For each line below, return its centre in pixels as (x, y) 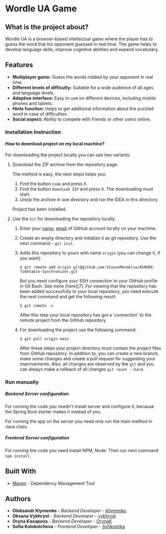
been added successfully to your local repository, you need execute (89, 291)
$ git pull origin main (44, 339)
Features (19, 65)
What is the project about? (47, 27)
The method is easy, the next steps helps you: (59, 174)
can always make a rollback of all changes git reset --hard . (82, 369)
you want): (31, 258)
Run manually (22, 382)
